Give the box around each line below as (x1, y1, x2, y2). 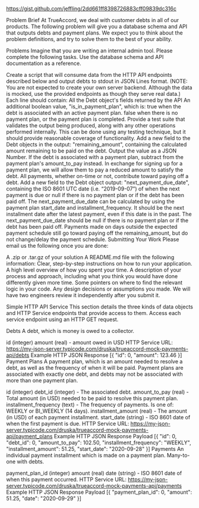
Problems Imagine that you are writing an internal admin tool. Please (6, 47, 173, 54)
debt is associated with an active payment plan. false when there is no (6, 110, 178, 116)
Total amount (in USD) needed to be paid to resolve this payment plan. (6, 395, 178, 401)
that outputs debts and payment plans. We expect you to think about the (6, 29, 183, 36)
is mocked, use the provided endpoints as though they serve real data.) (6, 91, 181, 97)
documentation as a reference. (6, 60, 81, 67)
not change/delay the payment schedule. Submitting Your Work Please (6, 236, 179, 243)
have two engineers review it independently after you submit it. (6, 292, 160, 298)
